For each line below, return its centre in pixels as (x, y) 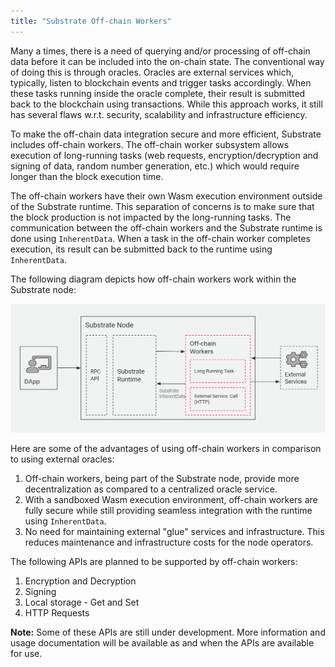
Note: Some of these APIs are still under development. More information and (168, 632)
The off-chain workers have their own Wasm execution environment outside (166, 196)
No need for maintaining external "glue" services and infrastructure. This (174, 531)
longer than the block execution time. (87, 176)
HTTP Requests (57, 612)
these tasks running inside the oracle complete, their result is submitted (158, 93)
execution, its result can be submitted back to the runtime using (141, 249)
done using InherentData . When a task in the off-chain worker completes (160, 238)
